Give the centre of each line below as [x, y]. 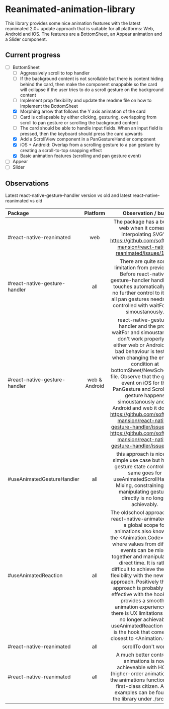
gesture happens [145, 395]
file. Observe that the [135, 377]
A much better [133, 655]
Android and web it [135, 408]
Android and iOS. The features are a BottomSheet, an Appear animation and [84, 34]
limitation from [131, 268]
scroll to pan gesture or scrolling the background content [79, 123]
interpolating [137, 234]
